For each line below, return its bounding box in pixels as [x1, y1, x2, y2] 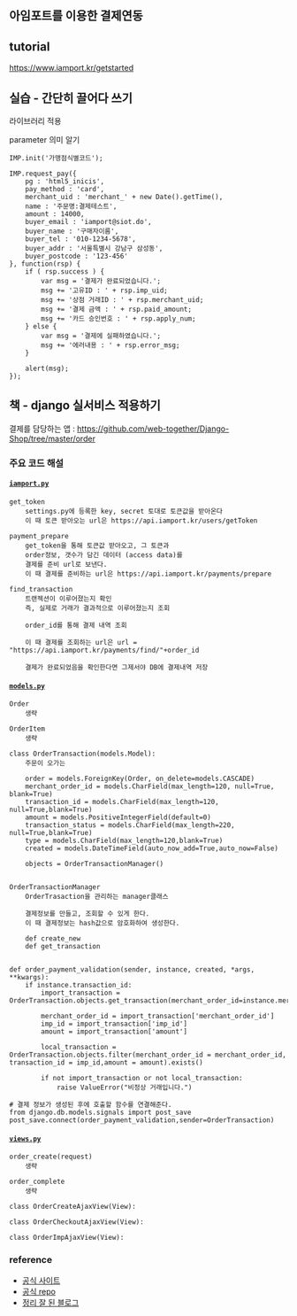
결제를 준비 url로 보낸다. [25, 560, 108, 569]
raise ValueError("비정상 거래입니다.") [56, 1083, 193, 1092]
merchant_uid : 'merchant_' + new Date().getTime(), [25, 193, 224, 202]
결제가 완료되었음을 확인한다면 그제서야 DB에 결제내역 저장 [25, 662, 209, 671]
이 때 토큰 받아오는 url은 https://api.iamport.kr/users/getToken [25, 516, 258, 525]
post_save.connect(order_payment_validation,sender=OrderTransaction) [9, 1116, 275, 1125]
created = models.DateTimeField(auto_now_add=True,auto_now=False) [25, 844, 278, 853]
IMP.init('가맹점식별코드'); [9, 154, 103, 163]
